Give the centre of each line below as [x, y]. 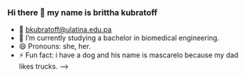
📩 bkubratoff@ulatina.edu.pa [65, 30]
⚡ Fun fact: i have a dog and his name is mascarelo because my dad [128, 55]
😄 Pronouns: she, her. [54, 46]
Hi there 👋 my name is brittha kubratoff [83, 13]
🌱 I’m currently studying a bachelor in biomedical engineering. [119, 38]
